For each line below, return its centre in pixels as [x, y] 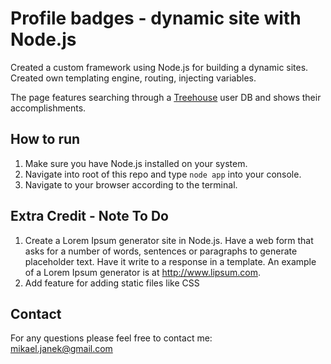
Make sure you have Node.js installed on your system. [136, 163]
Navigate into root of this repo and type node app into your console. [163, 174]
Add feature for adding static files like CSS [112, 283]
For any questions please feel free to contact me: [111, 338]
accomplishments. [48, 108]
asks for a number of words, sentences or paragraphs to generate [161, 251]
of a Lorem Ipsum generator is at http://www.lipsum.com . [143, 272]
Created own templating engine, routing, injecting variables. [133, 78]
